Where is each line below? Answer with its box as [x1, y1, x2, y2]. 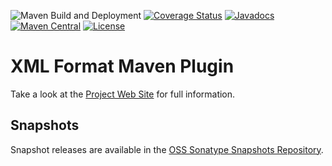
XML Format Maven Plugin [10, 55, 235, 78]
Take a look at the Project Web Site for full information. [10, 88, 236, 100]
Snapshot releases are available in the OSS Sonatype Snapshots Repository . [10, 143, 324, 155]
